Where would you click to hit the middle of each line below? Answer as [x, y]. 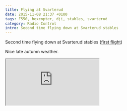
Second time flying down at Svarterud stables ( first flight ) [64, 42]
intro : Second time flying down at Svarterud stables [62, 28]
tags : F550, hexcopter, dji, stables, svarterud [56, 19]
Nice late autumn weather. [32, 52]
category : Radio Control [31, 23]
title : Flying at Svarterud [34, 10]
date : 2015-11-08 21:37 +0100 [36, 14]
